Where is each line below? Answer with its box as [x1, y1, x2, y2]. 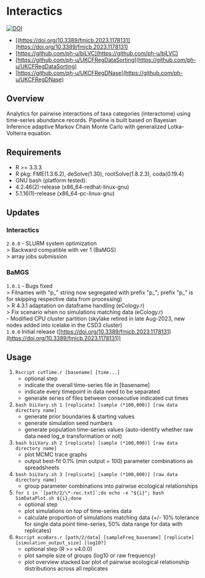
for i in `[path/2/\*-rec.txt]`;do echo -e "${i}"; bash [15, 490, 164, 496]
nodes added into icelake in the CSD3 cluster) [6, 321, 123, 329]
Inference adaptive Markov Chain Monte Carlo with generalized [6, 123, 167, 130]
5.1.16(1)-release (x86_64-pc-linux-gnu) [15, 189, 115, 197]
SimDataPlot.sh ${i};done [15, 496, 82, 502]
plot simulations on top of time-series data [24, 507, 132, 515]
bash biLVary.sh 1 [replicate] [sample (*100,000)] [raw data [15, 402, 178, 408]
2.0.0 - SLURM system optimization [6, 240, 97, 247]
